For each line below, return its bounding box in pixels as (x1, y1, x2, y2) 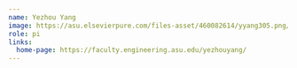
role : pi (8, 29, 41, 38)
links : (8, 37, 33, 47)
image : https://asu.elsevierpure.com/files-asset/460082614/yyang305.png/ (8, 21, 291, 30)
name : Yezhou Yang (8, 12, 76, 22)
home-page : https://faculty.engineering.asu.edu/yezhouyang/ (16, 46, 247, 55)
